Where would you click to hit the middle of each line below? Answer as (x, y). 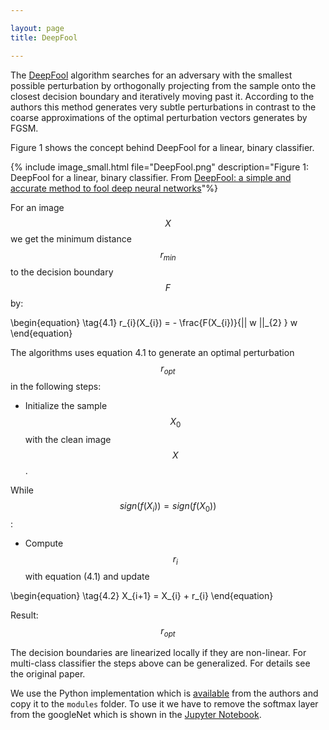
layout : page (37, 28)
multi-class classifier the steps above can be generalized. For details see (160, 663)
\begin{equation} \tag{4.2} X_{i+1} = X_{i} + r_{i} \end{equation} (142, 596)
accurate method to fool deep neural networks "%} (114, 188)
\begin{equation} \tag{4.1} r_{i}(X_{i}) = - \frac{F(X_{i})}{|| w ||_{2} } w (154, 323)
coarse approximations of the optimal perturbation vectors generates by (159, 117)
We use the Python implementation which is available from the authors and (164, 693)
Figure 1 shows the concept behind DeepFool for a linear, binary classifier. (162, 147)
